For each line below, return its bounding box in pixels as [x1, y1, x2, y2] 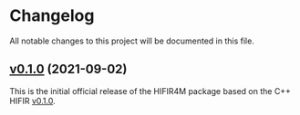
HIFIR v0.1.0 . [9, 95, 57, 106]
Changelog [9, 5, 95, 26]
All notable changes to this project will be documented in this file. [9, 35, 255, 46]
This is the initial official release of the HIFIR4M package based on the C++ [9, 85, 292, 96]
